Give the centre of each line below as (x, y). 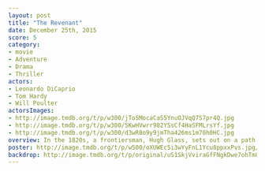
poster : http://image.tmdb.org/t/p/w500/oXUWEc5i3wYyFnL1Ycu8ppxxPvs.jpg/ (134, 147)
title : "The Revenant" (45, 23)
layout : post (30, 15)
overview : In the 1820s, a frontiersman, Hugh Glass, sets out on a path (132, 140)
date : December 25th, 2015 (52, 30)
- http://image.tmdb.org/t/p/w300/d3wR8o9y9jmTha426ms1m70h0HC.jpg (121, 132)
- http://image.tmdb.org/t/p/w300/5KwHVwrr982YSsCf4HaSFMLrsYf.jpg (121, 125)
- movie (21, 52)
